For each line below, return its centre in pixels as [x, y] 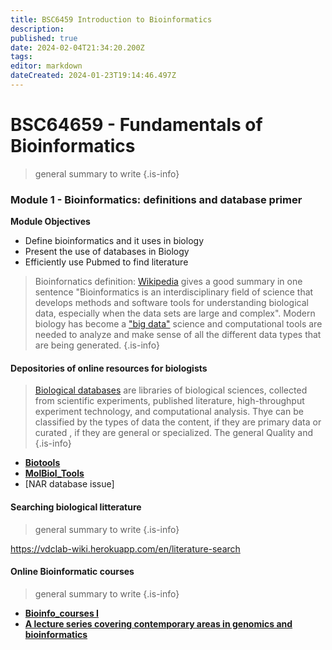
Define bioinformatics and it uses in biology [114, 241]
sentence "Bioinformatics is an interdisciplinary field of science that [174, 292]
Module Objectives [50, 222]
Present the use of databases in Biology [107, 252]
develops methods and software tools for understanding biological [171, 303]
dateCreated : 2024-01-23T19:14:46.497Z [93, 76]
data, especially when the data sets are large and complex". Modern [175, 313]
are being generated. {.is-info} [97, 345]
